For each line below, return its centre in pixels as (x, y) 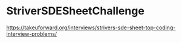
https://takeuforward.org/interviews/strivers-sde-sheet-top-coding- (91, 27)
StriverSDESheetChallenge (76, 11)
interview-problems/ (32, 33)
